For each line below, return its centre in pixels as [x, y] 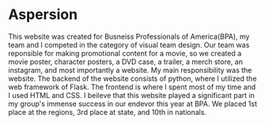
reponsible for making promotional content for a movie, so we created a [125, 53]
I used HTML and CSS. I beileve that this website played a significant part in [131, 95]
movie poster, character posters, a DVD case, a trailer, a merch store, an [126, 62]
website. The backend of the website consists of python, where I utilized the [132, 78]
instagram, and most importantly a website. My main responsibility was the [130, 70]
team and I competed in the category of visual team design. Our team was [129, 44]
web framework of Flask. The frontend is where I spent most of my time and [132, 87]
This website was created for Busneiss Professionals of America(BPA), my [129, 36]
